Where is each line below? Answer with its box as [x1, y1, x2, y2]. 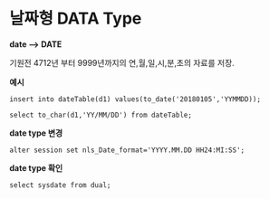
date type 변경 [9, 128, 63, 138]
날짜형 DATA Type [9, 8, 142, 29]
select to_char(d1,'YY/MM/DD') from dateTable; [9, 110, 193, 119]
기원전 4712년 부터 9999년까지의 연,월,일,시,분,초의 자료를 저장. [9, 57, 235, 68]
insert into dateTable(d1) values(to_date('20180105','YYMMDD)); [9, 94, 261, 104]
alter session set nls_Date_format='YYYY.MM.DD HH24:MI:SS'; [9, 146, 245, 155]
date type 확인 [9, 162, 63, 173]
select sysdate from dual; [9, 180, 111, 190]
